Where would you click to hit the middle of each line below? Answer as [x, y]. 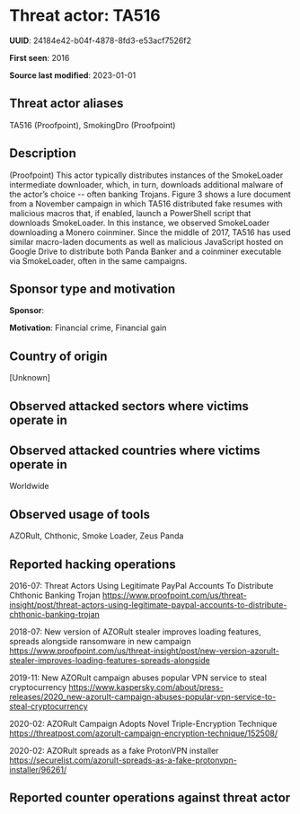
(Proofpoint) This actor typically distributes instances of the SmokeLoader [146, 175]
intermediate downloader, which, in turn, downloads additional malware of [146, 184]
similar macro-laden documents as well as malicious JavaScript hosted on [146, 241]
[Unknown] [30, 378]
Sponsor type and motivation [93, 289]
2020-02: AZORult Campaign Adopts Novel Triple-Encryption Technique [143, 724]
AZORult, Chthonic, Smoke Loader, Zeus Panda [97, 536]
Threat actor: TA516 [85, 16]
